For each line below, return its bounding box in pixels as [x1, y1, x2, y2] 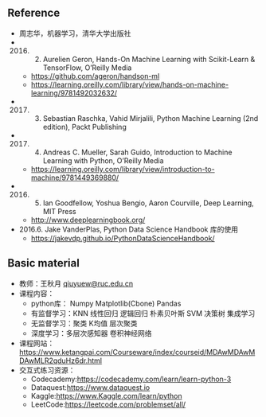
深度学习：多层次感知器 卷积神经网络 [30, 328, 152, 337]
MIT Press [42, 206, 76, 216]
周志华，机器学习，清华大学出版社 [18, 28, 131, 38]
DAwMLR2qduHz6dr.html [18, 356, 103, 365]
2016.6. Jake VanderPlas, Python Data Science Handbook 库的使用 [18, 224, 238, 234]
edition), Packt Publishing [42, 122, 127, 131]
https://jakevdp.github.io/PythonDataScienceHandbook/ [30, 233, 216, 243]
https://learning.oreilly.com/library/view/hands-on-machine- [30, 80, 229, 89]
